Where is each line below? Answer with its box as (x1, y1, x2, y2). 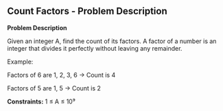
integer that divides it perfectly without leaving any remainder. (7, 44, 183, 52)
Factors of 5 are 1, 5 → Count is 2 (7, 84, 102, 92)
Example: (7, 58, 34, 66)
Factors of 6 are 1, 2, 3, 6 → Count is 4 (7, 71, 116, 79)
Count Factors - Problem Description (7, 5, 167, 17)
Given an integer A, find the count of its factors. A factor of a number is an (7, 37, 217, 45)
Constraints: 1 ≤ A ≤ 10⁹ (7, 97, 75, 106)
